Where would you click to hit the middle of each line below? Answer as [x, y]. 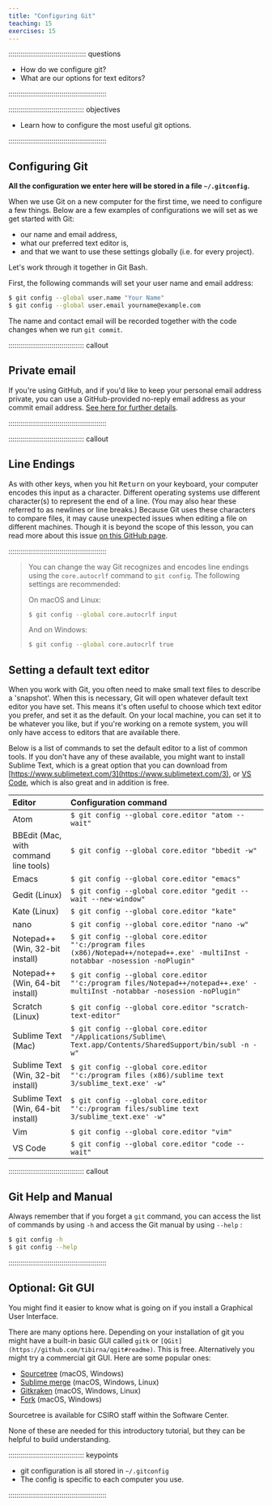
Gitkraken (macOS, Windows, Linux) [81, 1390]
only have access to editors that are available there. [94, 733]
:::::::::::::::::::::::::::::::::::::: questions [65, 54]
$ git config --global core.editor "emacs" [155, 879]
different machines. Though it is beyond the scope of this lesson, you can [131, 526]
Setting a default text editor [79, 670]
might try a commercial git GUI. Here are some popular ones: [110, 1358]
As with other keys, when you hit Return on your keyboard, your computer [134, 483]
